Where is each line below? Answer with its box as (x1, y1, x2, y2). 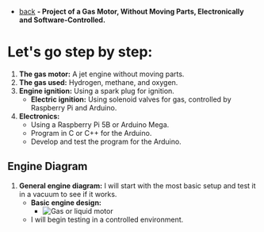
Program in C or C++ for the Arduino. (30, 128, 152, 137)
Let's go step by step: (7, 43, 153, 61)
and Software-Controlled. (18, 15, 106, 25)
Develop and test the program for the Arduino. (30, 137, 182, 146)
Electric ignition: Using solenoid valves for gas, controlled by (30, 95, 231, 104)
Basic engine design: (30, 198, 102, 207)
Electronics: (18, 111, 60, 121)
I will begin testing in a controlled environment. (30, 215, 184, 224)
